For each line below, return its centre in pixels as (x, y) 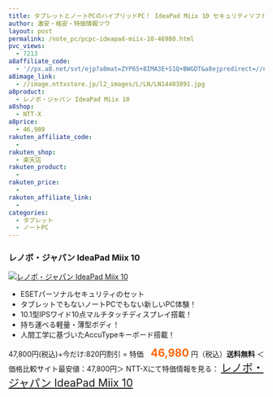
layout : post (30, 31)
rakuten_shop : (32, 152)
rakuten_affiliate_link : (50, 197)
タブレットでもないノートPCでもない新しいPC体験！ (108, 304)
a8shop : (22, 107)
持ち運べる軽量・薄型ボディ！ (70, 325)
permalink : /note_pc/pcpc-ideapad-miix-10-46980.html (102, 39)
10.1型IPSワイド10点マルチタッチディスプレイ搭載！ (106, 315)
